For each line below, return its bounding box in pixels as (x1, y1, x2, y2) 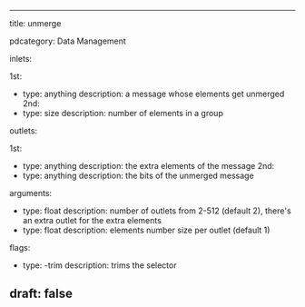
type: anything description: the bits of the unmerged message (22, 170, 254, 181)
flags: (9, 243, 31, 253)
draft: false (9, 286, 73, 302)
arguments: (9, 188, 53, 198)
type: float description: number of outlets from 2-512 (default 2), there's (22, 205, 292, 216)
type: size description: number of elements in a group (22, 108, 224, 118)
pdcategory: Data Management (9, 35, 127, 46)
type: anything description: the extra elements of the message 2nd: (22, 161, 275, 171)
